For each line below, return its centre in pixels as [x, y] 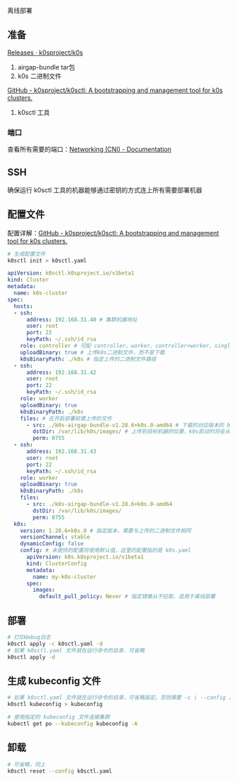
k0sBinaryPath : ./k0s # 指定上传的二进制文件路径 [89, 359]
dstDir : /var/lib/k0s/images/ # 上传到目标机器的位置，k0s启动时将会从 [131, 431]
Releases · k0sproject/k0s [45, 53]
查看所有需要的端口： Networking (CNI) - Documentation [90, 149]
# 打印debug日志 [29, 637]
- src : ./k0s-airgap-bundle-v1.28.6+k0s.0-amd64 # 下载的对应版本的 [125, 425]
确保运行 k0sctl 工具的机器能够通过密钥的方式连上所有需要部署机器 [105, 189]
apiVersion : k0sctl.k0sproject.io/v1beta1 [71, 273]
